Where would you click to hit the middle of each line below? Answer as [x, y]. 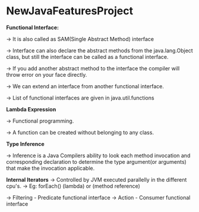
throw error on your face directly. [47, 74]
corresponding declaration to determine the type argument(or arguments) [97, 161]
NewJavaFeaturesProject [70, 11]
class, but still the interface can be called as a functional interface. [87, 57]
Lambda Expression [31, 109]
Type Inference [25, 144]
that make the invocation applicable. [50, 168]
